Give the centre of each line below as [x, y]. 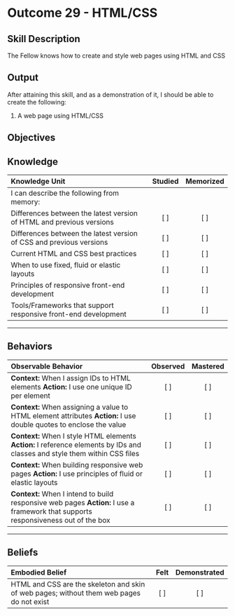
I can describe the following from [65, 193]
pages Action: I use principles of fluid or [77, 474]
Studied [165, 182]
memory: [26, 202]
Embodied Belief [39, 572]
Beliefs [23, 553]
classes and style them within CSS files [75, 453]
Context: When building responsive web [77, 464]
